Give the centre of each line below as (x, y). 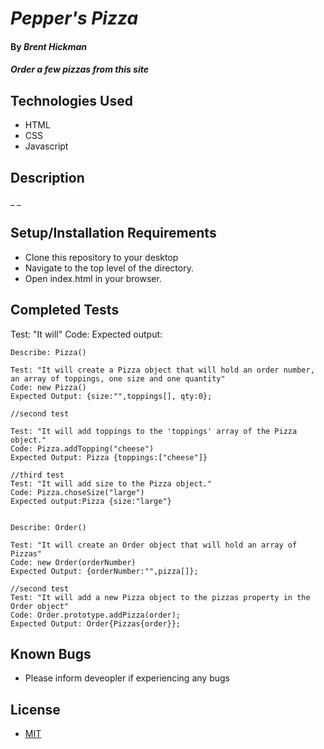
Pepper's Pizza (74, 18)
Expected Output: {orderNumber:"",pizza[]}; (104, 571)
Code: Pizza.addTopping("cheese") (82, 448)
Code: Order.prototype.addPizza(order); (96, 615)
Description (47, 177)
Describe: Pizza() (48, 352)
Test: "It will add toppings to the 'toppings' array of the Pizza (154, 431)
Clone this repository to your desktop (101, 257)
